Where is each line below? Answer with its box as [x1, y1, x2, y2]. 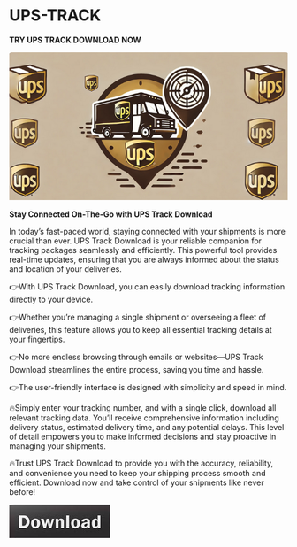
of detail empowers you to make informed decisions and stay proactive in [9, 431, 277, 443]
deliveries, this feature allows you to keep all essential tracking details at [9, 325, 272, 335]
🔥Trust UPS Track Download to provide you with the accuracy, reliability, [9, 458, 274, 469]
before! [9, 487, 36, 497]
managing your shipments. [9, 441, 106, 451]
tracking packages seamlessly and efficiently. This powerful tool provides [9, 245, 278, 256]
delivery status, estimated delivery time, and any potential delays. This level [9, 422, 285, 433]
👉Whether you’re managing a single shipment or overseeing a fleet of [9, 312, 267, 323]
